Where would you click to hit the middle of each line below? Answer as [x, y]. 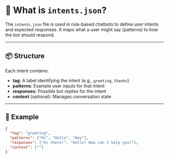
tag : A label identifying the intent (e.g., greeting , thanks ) [71, 81]
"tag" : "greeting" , [30, 133]
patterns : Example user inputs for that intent [58, 86]
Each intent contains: [27, 70]
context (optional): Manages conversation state [62, 96]
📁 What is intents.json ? [56, 10]
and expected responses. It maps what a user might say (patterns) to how [82, 29]
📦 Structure [25, 56]
